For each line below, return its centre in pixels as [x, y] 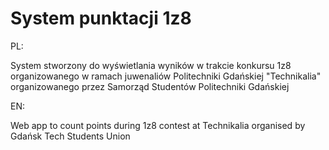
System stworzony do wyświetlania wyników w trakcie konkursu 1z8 [151, 65]
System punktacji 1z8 [101, 18]
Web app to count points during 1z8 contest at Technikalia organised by [158, 125]
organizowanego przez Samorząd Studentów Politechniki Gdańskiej [150, 86]
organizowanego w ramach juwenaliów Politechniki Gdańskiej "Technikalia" [166, 76]
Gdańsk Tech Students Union [70, 136]
